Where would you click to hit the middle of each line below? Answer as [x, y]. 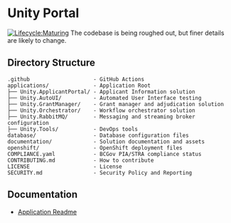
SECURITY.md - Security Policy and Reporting [100, 172]
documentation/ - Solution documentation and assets [106, 141]
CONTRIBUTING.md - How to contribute [81, 160]
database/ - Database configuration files [98, 135]
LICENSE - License [65, 166]
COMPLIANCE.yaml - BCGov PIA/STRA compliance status [104, 154]
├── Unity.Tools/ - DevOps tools [73, 129]
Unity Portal [43, 13]
